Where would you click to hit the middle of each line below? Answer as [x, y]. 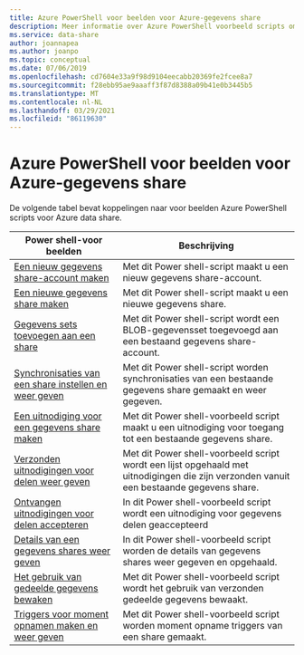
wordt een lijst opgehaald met [185, 465]
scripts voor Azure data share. [66, 217]
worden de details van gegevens [192, 551]
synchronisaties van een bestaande [198, 379]
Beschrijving [206, 246]
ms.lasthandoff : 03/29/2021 [62, 111]
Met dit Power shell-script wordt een [201, 319]
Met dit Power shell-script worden [195, 368]
